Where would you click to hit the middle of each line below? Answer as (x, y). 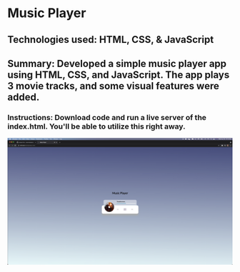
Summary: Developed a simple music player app (117, 63)
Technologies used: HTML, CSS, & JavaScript (111, 40)
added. (24, 97)
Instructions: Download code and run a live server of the (107, 117)
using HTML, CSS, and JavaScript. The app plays (119, 75)
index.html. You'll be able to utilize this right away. (96, 126)
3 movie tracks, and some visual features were (113, 86)
